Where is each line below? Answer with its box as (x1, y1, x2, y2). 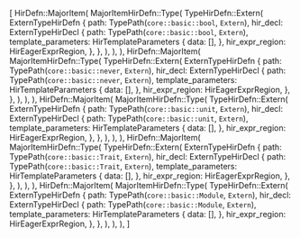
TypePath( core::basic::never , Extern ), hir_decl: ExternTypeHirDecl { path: (9, 65, 286, 76)
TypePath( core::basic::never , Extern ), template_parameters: (9, 75, 238, 85)
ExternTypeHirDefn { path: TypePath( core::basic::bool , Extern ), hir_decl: (9, 17, 284, 28)
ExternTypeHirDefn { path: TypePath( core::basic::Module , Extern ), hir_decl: (9, 189, 291, 200)
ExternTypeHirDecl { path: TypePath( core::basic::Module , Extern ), (9, 199, 257, 210)
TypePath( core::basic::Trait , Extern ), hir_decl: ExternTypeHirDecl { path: (9, 151, 286, 161)
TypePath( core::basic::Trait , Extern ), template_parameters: (9, 161, 238, 171)
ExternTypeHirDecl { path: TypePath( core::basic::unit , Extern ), (9, 113, 249, 124)
